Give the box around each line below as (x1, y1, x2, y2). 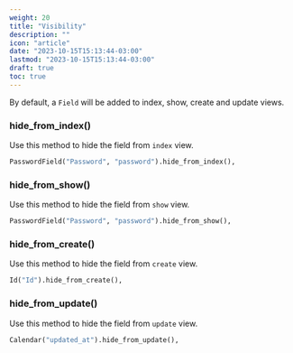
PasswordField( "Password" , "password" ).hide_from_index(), (9, 157, 236, 167)
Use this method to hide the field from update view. (9, 318, 198, 329)
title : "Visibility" (9, 22, 87, 31)
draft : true (9, 64, 54, 73)
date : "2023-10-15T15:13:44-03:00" (9, 47, 143, 56)
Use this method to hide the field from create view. (9, 258, 198, 269)
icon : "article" (9, 38, 70, 48)
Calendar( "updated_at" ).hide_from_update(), (9, 335, 179, 344)
